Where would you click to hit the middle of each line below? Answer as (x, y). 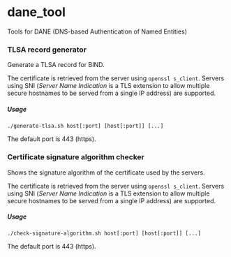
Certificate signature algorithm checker (76, 157)
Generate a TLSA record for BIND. (56, 65)
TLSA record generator (47, 50)
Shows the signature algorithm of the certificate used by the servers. (106, 172)
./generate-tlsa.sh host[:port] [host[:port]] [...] (85, 126)
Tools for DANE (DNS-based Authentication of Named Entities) (97, 31)
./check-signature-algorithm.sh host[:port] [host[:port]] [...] (104, 234)
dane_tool (37, 12)
